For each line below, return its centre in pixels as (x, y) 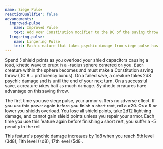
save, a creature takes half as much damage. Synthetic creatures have (76, 85)
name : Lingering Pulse (37, 42)
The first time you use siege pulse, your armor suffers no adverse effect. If (80, 100)
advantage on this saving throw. (37, 91)
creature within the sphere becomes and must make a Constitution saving (79, 70)
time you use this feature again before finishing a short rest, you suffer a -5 (81, 121)
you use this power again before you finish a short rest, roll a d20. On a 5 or (81, 106)
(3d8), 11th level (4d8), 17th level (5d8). (44, 141)
